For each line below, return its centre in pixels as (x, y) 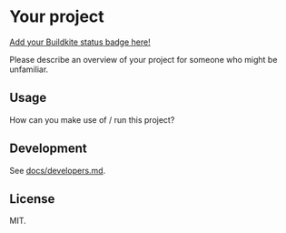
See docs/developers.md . (58, 170)
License (32, 199)
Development (49, 149)
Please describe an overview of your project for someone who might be (143, 59)
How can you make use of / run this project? (92, 119)
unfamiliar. (29, 69)
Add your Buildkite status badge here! (80, 42)
